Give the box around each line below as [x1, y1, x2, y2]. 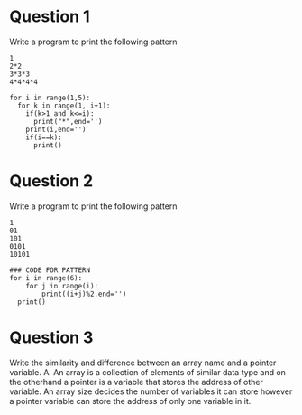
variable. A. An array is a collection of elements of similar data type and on [9, 366, 287, 377]
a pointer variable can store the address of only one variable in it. [9, 395, 252, 406]
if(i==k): [25, 133, 63, 142]
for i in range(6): [9, 273, 83, 282]
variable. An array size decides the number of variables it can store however [9, 386, 293, 397]
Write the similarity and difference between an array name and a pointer [9, 357, 277, 368]
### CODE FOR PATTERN [9, 265, 91, 275]
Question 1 [9, 6, 90, 27]
